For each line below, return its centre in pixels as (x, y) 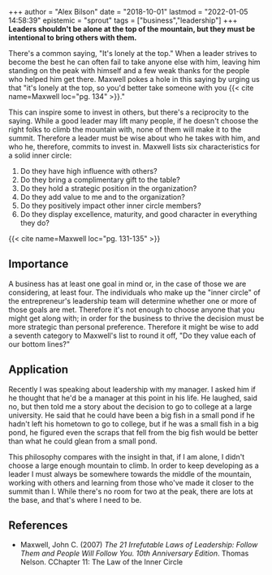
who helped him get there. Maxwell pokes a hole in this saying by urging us (134, 79)
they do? (35, 223)
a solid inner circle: (40, 155)
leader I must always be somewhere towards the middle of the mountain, (130, 473)
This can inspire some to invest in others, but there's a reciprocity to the (129, 112)
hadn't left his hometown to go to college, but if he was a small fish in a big (134, 424)
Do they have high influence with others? (89, 171)
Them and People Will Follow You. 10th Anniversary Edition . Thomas (134, 553)
